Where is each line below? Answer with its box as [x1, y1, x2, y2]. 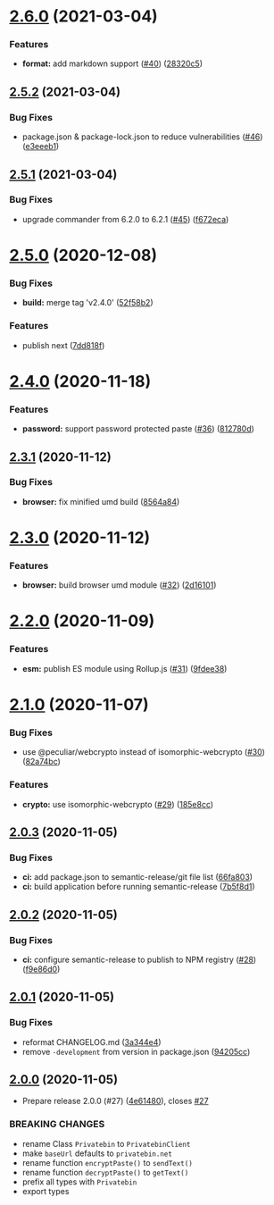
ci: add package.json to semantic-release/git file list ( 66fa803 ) [21, 872, 253, 883]
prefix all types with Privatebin [21, 1176, 137, 1187]
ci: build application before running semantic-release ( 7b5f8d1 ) [21, 882, 256, 892]
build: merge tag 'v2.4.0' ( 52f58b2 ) [21, 297, 154, 308]
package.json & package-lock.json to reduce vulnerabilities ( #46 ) [21, 131, 263, 142]
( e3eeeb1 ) [21, 141, 60, 152]
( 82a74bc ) [21, 757, 61, 767]
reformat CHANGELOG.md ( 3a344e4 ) [21, 1036, 162, 1047]
